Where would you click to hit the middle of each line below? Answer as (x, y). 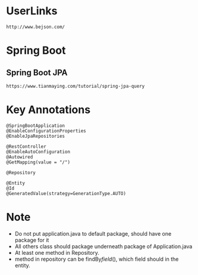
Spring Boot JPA (37, 72)
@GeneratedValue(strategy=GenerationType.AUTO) (66, 193)
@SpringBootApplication (36, 126)
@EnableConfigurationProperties (46, 131)
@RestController (26, 146)
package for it (32, 240)
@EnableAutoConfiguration (38, 152)
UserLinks (32, 11)
